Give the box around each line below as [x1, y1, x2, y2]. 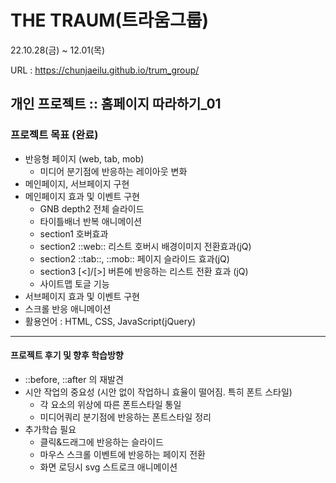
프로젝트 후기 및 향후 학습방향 [10, 349, 124, 361]
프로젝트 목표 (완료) [10, 128, 99, 142]
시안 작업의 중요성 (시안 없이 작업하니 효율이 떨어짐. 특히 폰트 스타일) [24, 386, 293, 398]
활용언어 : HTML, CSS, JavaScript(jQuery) [24, 315, 197, 327]
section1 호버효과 [39, 227, 109, 240]
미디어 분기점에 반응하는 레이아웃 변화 [39, 165, 188, 177]
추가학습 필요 [24, 423, 77, 435]
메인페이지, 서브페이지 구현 [24, 177, 130, 190]
